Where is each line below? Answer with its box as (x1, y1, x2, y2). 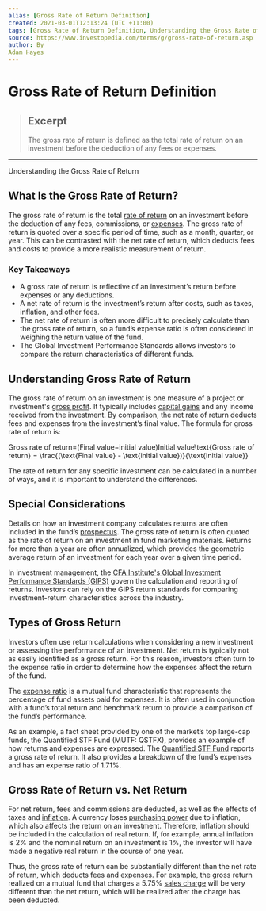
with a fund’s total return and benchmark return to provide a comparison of (8, 702, 253, 712)
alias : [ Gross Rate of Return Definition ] (8, 11, 150, 20)
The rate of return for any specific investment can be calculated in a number (8, 465, 257, 476)
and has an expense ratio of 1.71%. (8, 760, 122, 770)
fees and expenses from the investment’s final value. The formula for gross (8, 418, 253, 428)
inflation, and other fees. (19, 307, 101, 317)
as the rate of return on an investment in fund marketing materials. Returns (8, 535, 252, 545)
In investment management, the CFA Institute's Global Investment (8, 568, 222, 577)
